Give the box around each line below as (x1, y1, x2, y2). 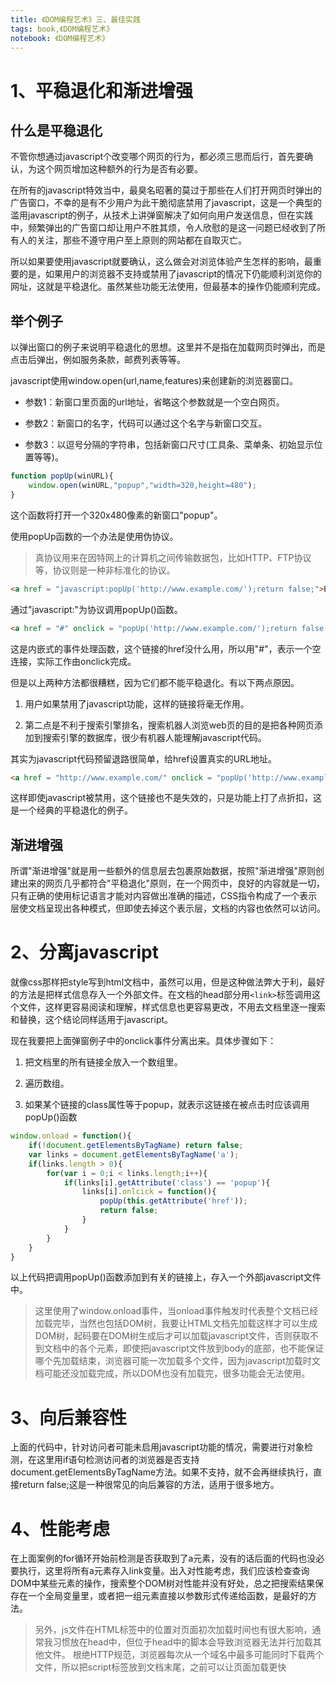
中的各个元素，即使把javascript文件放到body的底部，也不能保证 (61, 1342, 325, 1355)
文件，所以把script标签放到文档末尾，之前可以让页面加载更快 (34, 1661, 287, 1673)
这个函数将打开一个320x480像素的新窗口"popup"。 (10, 509, 223, 521)
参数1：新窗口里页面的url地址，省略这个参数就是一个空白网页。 (24, 396, 285, 408)
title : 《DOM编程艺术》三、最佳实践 (10, 14, 141, 25)
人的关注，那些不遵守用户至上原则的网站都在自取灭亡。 (18, 234, 247, 246)
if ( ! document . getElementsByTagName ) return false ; (28, 1141, 244, 1151)
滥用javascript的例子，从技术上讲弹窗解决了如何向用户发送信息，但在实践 (10, 209, 314, 221)
